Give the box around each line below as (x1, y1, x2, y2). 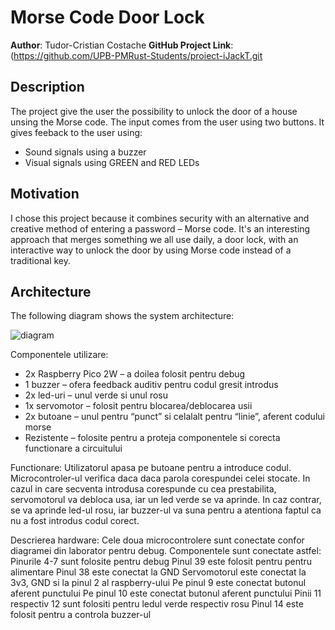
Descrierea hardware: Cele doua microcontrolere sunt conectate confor (10, 534, 305, 546)
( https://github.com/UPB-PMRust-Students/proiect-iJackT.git (10, 49, 263, 61)
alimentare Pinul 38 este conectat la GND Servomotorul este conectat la (10, 566, 307, 578)
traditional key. (10, 254, 72, 266)
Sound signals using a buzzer (24, 146, 147, 158)
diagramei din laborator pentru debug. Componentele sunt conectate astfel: (10, 545, 322, 557)
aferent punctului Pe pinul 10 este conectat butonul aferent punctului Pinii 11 (10, 587, 322, 600)
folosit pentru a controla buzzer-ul (10, 609, 152, 621)
